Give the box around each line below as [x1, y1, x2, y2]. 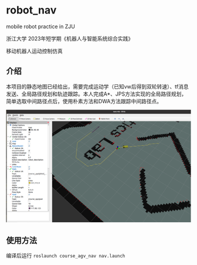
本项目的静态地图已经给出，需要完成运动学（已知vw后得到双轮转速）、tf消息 [6, 83, 189, 90]
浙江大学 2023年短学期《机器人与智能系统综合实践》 [6, 35, 134, 42]
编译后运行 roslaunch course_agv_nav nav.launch [6, 252, 125, 259]
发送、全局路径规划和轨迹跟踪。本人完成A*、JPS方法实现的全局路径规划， [6, 90, 187, 97]
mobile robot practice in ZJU [6, 23, 75, 30]
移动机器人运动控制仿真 [6, 47, 63, 55]
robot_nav [6, 4, 57, 17]
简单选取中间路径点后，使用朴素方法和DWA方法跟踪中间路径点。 [6, 97, 162, 104]
